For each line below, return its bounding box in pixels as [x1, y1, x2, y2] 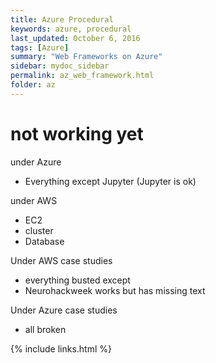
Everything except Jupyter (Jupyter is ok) [24, 175, 197, 187]
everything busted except [24, 274, 131, 286]
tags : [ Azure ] [10, 42, 70, 53]
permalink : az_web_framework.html [10, 71, 155, 81]
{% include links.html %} [10, 342, 112, 355]
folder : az [10, 80, 56, 90]
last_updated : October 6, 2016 [10, 33, 141, 43]
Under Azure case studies [10, 304, 118, 316]
